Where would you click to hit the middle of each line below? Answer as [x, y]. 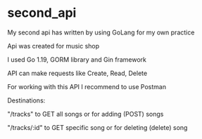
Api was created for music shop [53, 46]
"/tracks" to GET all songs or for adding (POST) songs [86, 114]
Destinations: [26, 100]
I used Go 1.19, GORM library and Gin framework [77, 59]
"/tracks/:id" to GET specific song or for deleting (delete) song [97, 127]
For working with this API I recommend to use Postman [87, 86]
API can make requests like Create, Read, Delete [77, 73]
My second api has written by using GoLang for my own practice [101, 32]
